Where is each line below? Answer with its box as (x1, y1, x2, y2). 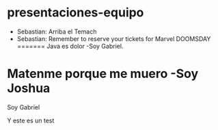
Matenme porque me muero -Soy (7, 66, 199, 81)
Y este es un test (7, 116, 55, 125)
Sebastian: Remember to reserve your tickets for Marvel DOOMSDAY (16, 34, 211, 42)
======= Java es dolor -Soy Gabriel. (16, 42, 124, 50)
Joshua (7, 81, 51, 96)
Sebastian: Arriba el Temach (16, 27, 97, 36)
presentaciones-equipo (7, 5, 144, 21)
